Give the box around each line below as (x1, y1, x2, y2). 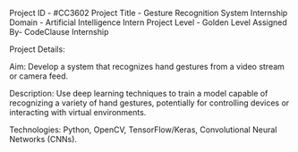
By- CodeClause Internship (9, 27, 109, 37)
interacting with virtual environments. (9, 107, 147, 117)
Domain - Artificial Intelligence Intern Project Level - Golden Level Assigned (9, 17, 288, 28)
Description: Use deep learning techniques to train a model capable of (9, 89, 268, 98)
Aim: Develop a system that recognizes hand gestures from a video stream (9, 62, 285, 72)
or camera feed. (9, 71, 69, 81)
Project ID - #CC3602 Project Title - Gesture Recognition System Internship (9, 8, 288, 18)
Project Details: (9, 44, 65, 55)
